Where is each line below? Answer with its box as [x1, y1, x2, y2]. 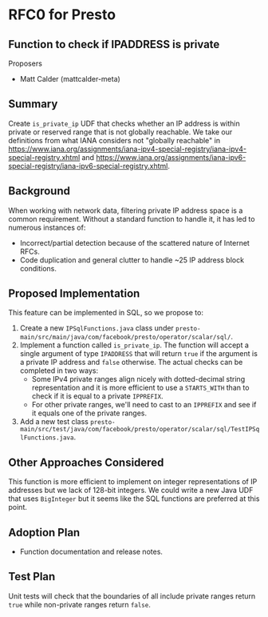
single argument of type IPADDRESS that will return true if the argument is [19, 349, 258, 359]
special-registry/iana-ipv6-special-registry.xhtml [8, 161, 168, 170]
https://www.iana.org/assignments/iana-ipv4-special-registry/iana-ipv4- [8, 144, 247, 154]
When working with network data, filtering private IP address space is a [8, 206, 243, 215]
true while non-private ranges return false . [8, 599, 152, 609]
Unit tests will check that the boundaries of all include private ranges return [8, 591, 256, 601]
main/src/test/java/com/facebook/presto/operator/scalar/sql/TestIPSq [19, 426, 260, 434]
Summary [8, 98, 58, 111]
